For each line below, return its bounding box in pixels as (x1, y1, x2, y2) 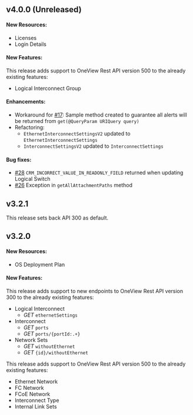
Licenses (14, 34, 37, 41)
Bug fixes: (6, 156, 32, 163)
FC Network (14, 384, 44, 391)
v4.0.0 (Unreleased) (6, 5, 82, 15)
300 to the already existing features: (6, 294, 94, 301)
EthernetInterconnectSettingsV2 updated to (23, 130, 131, 137)
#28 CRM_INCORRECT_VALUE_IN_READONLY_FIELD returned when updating (14, 169, 184, 176)
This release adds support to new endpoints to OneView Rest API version (6, 287, 184, 294)
